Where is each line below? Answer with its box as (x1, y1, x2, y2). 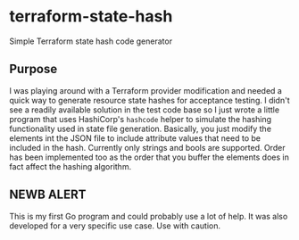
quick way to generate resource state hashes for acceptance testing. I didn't (9, 95, 290, 105)
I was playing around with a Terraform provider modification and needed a (9, 85, 283, 95)
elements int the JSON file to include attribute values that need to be (9, 132, 262, 144)
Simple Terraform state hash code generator (9, 36, 172, 46)
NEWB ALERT (9, 187, 87, 203)
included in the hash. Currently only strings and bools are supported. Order (9, 142, 286, 153)
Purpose (9, 62, 58, 77)
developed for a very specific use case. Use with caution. (9, 220, 221, 231)
